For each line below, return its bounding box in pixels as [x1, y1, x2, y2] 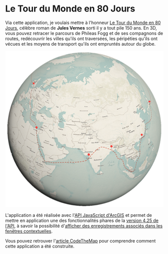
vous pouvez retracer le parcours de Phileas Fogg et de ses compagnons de [5, 30, 163, 36]
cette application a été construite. [5, 243, 75, 249]
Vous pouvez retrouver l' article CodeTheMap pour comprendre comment [5, 237, 156, 243]
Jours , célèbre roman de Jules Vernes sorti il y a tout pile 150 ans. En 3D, [5, 25, 157, 31]
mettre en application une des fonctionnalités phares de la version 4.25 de [5, 217, 159, 223]
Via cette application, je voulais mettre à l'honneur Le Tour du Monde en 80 [5, 20, 161, 26]
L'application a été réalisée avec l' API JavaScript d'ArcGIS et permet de [5, 212, 152, 218]
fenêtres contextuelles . [5, 228, 53, 234]
